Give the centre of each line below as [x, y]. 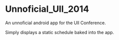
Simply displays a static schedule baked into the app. [60, 32]
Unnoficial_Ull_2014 [47, 9]
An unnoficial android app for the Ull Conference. [56, 23]
